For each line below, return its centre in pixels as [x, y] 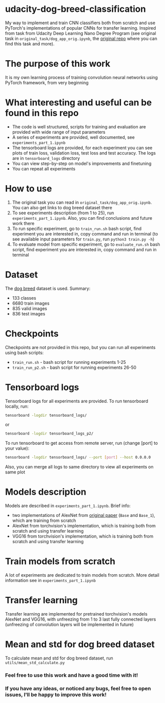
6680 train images [31, 303]
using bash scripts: [24, 352]
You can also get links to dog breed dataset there [62, 207]
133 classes [24, 298]
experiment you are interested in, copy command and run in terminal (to [85, 234]
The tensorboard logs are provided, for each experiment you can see [82, 148]
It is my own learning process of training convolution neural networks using [82, 77]
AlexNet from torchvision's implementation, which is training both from [84, 526]
